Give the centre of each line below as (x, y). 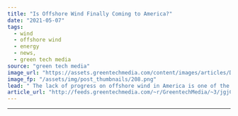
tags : (15, 27)
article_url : (27, 92)
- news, (25, 53)
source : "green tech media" (49, 66)
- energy (27, 46)
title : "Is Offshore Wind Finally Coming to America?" (90, 14)
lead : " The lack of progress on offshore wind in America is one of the (119, 86)
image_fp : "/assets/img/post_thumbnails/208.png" (82, 79)
